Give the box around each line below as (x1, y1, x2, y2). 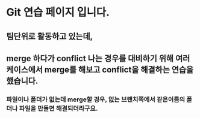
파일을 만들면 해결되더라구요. (19, 104, 98, 113)
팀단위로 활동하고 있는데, (6, 31, 93, 41)
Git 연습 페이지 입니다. (6, 5, 110, 19)
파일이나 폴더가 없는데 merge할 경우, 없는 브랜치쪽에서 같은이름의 (6, 95, 186, 104)
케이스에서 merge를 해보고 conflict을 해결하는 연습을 (6, 64, 194, 75)
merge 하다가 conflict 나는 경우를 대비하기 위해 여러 (6, 53, 190, 63)
